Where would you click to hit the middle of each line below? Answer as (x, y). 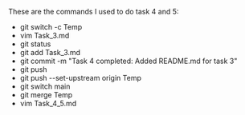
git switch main (45, 86)
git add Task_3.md (50, 52)
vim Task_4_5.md (48, 103)
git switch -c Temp (51, 27)
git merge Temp (46, 95)
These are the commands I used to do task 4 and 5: (94, 12)
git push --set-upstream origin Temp (81, 78)
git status (35, 44)
